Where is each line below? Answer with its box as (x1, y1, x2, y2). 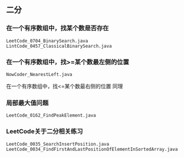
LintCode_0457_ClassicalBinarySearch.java (6, 43, 112, 49)
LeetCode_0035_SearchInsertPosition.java (6, 141, 110, 147)
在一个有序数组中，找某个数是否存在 (6, 24, 109, 32)
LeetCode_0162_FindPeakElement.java (6, 113, 96, 119)
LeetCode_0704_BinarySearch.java (6, 38, 88, 44)
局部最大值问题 (6, 98, 49, 107)
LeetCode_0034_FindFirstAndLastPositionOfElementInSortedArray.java (6, 146, 178, 152)
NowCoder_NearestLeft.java (6, 71, 73, 77)
